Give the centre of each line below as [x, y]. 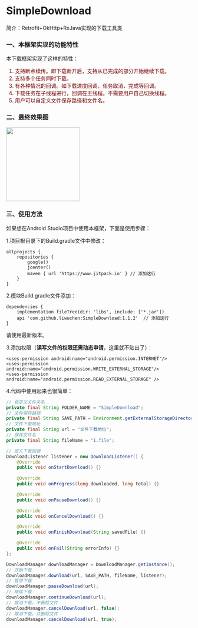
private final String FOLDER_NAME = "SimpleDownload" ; [75, 408]
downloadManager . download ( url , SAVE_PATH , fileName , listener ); [87, 576]
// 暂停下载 [19, 581]
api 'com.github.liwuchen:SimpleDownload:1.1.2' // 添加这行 [93, 318]
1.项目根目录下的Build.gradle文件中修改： [56, 240]
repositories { [35, 257]
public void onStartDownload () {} [59, 467]
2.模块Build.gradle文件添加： [41, 295]
